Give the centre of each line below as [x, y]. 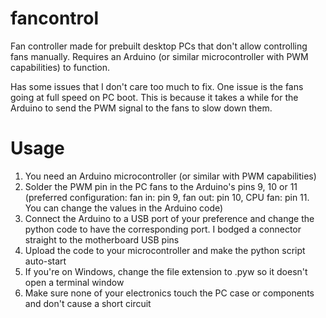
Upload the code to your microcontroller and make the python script [165, 250]
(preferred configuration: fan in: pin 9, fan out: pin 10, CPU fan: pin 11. [167, 197]
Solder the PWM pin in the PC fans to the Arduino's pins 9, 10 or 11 [161, 186]
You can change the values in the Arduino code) [124, 208]
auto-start [45, 261]
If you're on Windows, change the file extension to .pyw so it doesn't [166, 271]
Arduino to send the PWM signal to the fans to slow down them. [141, 108]
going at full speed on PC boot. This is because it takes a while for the [154, 97]
